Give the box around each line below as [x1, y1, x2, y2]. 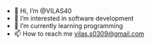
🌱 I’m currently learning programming [13, 22, 124, 30]
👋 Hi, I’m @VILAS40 [13, 7, 72, 15]
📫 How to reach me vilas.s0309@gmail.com [13, 30, 145, 38]
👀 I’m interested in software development [13, 14, 134, 22]
